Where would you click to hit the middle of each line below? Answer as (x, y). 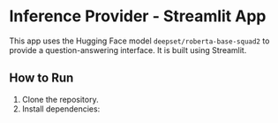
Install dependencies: (61, 109)
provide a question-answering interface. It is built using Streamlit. (128, 50)
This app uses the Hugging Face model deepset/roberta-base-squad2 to (139, 41)
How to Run (41, 78)
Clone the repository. (60, 99)
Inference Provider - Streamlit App (138, 16)
